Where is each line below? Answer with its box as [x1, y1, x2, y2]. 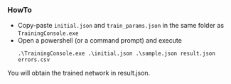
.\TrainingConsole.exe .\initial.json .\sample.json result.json [17, 50, 215, 58]
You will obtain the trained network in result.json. [7, 69, 151, 78]
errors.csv [17, 56, 50, 63]
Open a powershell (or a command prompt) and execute [17, 36, 183, 45]
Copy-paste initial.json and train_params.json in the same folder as [17, 21, 225, 30]
